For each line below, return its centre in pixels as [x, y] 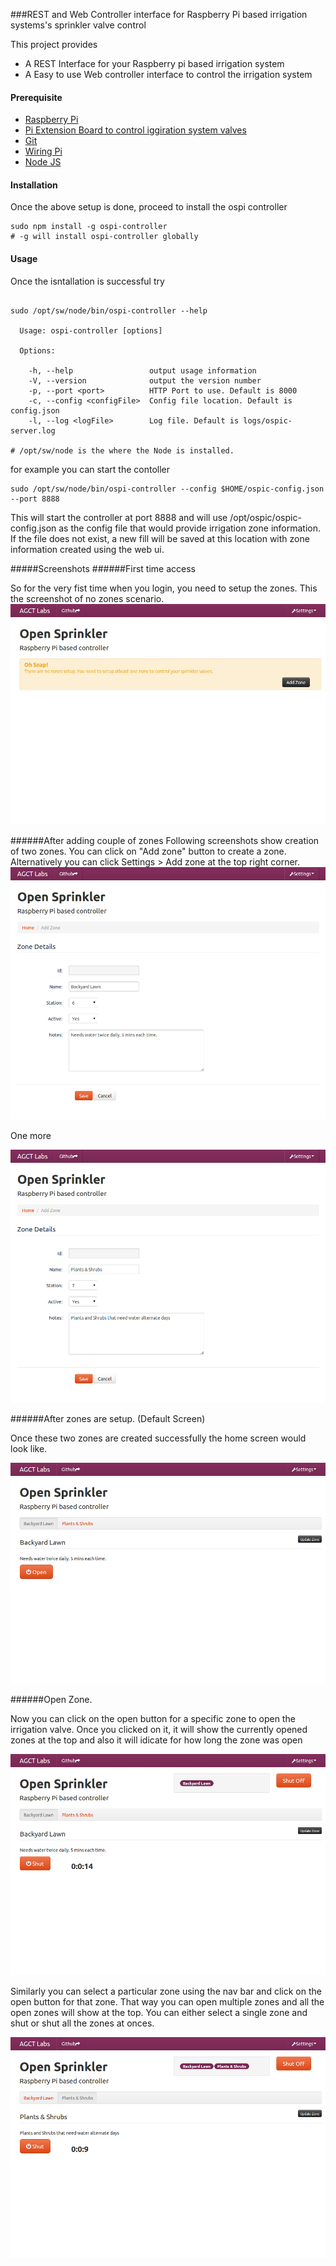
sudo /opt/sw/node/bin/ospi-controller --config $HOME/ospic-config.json [167, 489]
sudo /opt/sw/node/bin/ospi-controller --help [109, 310]
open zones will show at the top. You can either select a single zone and [159, 2012]
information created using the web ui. [87, 549]
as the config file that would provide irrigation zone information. [189, 528]
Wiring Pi [43, 151]
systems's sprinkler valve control [78, 25]
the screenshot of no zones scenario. [87, 598]
